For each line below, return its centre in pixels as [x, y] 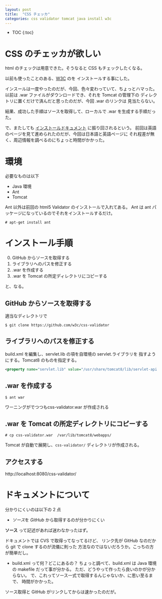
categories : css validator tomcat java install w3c [58, 19]
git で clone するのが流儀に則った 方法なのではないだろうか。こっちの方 [82, 547]
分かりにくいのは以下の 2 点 [33, 510]
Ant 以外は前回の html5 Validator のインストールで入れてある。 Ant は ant [78, 207]
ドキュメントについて [48, 495]
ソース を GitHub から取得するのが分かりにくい [58, 520]
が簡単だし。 [18, 553]
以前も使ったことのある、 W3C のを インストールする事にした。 [69, 79]
